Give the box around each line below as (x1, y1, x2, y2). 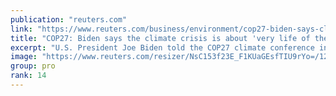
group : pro (10, 61, 56, 71)
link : (10, 24, 33, 34)
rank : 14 (10, 71, 47, 81)
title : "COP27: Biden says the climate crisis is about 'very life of (10, 33, 311, 43)
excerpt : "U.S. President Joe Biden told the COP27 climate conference (10, 42, 315, 53)
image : (10, 52, 38, 62)
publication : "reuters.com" (10, 14, 128, 25)
